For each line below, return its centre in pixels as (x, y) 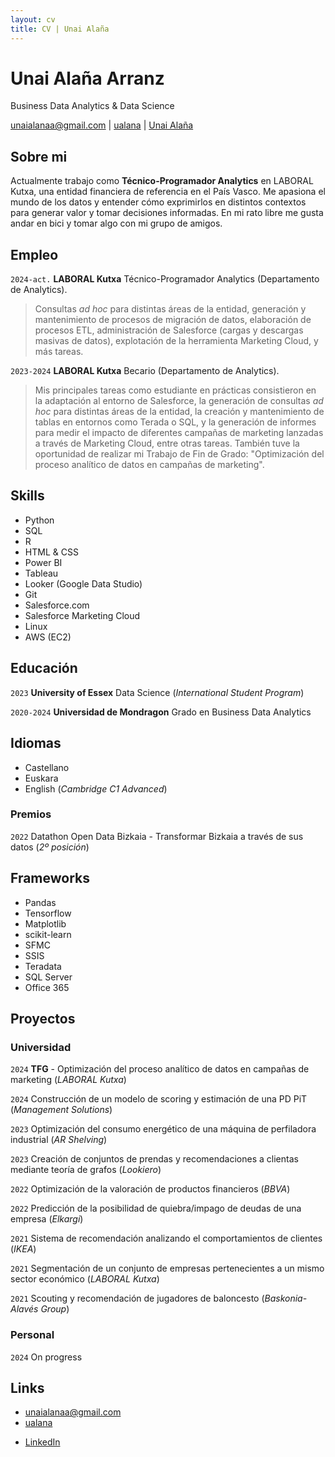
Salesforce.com (57, 605)
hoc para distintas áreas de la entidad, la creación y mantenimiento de (179, 412)
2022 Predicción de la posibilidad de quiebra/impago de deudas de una (156, 1208)
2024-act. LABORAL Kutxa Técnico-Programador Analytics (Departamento (165, 279)
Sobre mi (39, 156)
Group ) (55, 1309)
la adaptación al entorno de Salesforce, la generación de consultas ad (179, 401)
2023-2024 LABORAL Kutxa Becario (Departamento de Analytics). (145, 371)
